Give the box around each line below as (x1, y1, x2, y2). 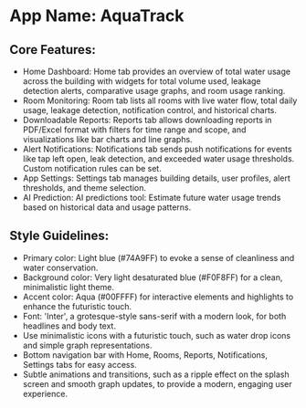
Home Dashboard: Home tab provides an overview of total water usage (22, 66, 290, 77)
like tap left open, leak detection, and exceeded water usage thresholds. (22, 153, 295, 164)
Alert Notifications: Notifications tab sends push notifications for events (22, 143, 292, 154)
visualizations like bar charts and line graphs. (22, 134, 194, 144)
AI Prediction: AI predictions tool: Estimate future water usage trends (22, 193, 281, 203)
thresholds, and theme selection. (22, 183, 147, 193)
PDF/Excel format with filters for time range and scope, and (22, 124, 247, 135)
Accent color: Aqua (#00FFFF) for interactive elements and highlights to (22, 291, 294, 302)
